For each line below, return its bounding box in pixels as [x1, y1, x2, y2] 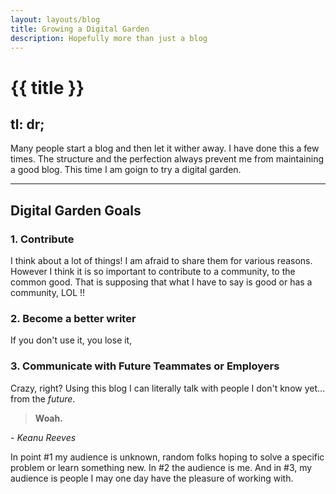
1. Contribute [10, 232, 75, 246]
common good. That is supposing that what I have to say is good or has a [10, 276, 313, 288]
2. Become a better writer [10, 311, 137, 325]
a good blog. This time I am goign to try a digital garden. [10, 164, 242, 176]
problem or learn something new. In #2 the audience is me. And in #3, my [10, 461, 313, 473]
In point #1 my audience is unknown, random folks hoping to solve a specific [10, 451, 325, 463]
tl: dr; [10, 116, 45, 133]
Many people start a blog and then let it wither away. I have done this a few [10, 142, 320, 155]
